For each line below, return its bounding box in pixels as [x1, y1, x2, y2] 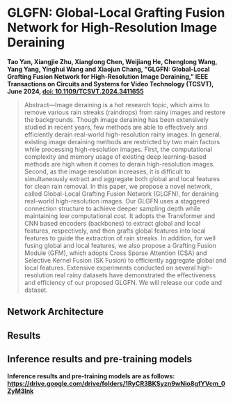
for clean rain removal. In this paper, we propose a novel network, [24, 182, 213, 190]
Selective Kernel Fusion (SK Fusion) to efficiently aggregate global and [24, 256, 227, 264]
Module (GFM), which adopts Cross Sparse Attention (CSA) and [24, 249, 207, 257]
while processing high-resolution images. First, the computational [24, 145, 213, 153]
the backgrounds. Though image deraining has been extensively [24, 115, 209, 123]
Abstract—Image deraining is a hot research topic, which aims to [24, 100, 210, 109]
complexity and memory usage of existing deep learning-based [24, 152, 207, 161]
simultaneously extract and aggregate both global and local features [24, 174, 220, 183]
